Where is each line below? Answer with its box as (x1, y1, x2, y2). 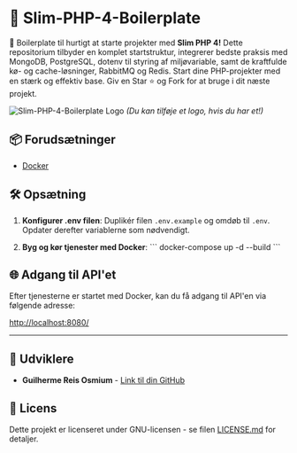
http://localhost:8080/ (9, 317, 90, 328)
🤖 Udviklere (9, 351, 74, 366)
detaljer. (9, 433, 39, 444)
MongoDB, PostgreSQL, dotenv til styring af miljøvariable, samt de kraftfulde (9, 56, 287, 66)
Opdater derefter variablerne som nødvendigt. (21, 224, 190, 235)
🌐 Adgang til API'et (9, 267, 117, 282)
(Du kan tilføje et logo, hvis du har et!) (126, 105, 263, 116)
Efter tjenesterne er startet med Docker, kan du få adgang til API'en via (9, 291, 267, 301)
